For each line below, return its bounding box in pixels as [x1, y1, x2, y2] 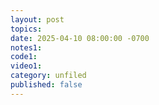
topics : [10, 24, 43, 34]
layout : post [10, 14, 65, 25]
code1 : [10, 52, 38, 62]
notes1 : [10, 42, 43, 53]
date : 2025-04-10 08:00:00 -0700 [10, 33, 150, 43]
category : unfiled [10, 71, 87, 81]
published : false [10, 80, 83, 90]
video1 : [10, 61, 43, 71]
